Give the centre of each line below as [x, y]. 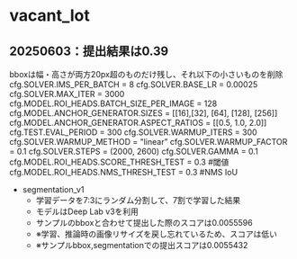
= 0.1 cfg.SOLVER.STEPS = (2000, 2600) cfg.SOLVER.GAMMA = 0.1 [134, 151]
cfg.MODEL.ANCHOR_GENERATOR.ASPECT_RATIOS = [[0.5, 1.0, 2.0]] [138, 123]
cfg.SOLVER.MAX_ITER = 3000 [67, 94]
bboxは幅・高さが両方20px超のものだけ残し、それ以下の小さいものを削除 [146, 74]
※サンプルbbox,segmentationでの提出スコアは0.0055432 [142, 245]
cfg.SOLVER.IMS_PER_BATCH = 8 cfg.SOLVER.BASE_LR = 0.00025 [134, 85]
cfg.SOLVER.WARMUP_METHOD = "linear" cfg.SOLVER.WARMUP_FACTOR [148, 142]
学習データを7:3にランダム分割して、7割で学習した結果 [138, 200]
